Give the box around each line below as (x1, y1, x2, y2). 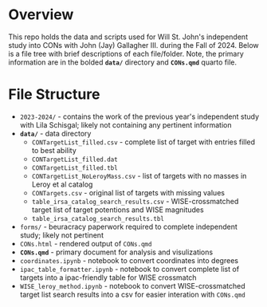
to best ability (31, 145, 77, 155)
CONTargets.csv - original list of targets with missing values (31, 187, 226, 197)
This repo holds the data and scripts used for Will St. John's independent (8, 32, 249, 41)
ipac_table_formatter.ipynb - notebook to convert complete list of (19, 264, 240, 274)
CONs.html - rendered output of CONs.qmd (19, 238, 152, 248)
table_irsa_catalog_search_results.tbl (31, 215, 165, 222)
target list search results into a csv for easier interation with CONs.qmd (19, 289, 245, 299)
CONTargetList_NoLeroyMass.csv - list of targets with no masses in (31, 171, 247, 180)
